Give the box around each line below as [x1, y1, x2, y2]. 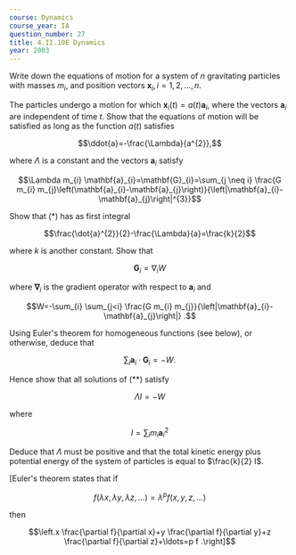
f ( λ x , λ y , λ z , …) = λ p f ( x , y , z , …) [93, 491, 207, 503]
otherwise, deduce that [9, 338, 95, 348]
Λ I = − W [134, 391, 166, 402]
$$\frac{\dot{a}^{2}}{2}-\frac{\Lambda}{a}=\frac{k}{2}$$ [44, 228, 256, 239]
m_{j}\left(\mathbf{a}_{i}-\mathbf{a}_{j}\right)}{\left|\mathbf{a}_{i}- [37, 184, 284, 194]
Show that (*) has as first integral [9, 210, 131, 221]
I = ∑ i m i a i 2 [130, 425, 169, 440]
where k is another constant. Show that [9, 245, 153, 256]
